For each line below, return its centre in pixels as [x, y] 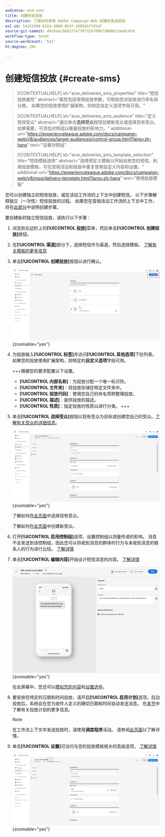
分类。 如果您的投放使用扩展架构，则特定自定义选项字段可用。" [81, 105]
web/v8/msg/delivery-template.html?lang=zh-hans [69, 178]
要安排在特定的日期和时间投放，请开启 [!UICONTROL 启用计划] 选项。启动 [86, 698]
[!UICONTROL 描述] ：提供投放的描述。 [59, 400]
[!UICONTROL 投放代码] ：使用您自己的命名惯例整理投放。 [78, 394]
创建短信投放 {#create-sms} [63, 78]
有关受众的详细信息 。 [38, 422]
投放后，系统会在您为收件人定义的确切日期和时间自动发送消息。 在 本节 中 [86, 703]
